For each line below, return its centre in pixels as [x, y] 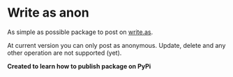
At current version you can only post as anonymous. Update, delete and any [116, 45]
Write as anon [48, 13]
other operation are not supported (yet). [65, 53]
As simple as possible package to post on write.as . [80, 32]
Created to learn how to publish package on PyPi [79, 66]
